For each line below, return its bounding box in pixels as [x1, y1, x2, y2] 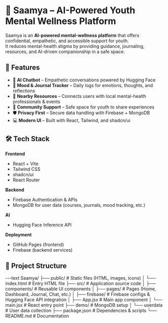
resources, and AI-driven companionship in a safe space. [5, 48, 125, 55]
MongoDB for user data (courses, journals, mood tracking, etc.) [12, 202, 146, 208]
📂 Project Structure [5, 261, 67, 270]
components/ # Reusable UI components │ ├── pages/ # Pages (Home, [5, 286, 156, 292]
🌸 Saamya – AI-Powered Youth [5, 5, 136, 16]
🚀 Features [5, 63, 40, 72]
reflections [12, 88, 36, 94]
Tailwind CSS [12, 166, 41, 172]
